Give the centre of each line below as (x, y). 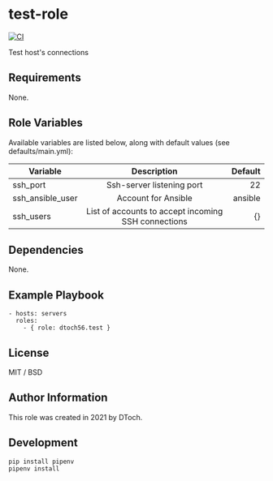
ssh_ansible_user (45, 198)
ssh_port (29, 185)
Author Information (58, 398)
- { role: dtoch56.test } (67, 328)
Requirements (45, 78)
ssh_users (32, 216)
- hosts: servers (38, 314)
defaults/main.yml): (41, 151)
